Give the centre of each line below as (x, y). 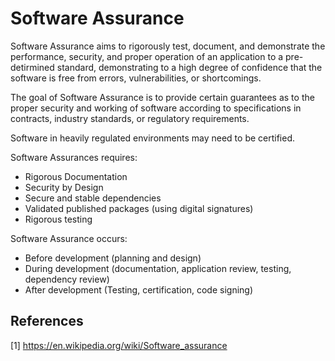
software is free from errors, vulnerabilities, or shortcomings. (136, 78)
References (47, 321)
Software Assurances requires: (74, 157)
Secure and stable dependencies (93, 198)
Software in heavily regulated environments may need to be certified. (153, 138)
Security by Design (64, 187)
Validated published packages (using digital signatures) (139, 208)
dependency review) (67, 279)
